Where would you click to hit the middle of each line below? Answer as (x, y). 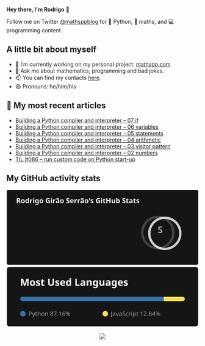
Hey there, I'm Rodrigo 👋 (38, 9)
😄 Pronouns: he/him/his (45, 86)
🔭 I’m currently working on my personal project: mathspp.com (93, 64)
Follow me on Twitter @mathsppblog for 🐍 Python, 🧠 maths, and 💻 (90, 22)
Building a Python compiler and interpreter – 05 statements (89, 133)
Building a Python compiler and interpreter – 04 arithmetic (88, 140)
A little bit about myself (51, 50)
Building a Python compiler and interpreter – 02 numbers (86, 153)
